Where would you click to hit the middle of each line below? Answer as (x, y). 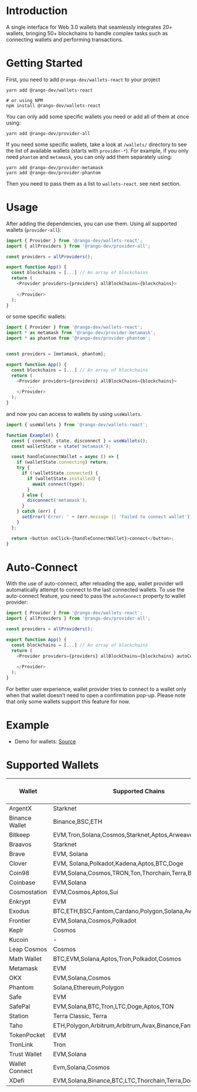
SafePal (20, 1006)
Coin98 (19, 873)
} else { (32, 495)
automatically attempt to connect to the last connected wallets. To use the (95, 590)
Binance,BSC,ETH (78, 821)
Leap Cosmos (28, 949)
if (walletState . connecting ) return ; (63, 462)
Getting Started (45, 63)
